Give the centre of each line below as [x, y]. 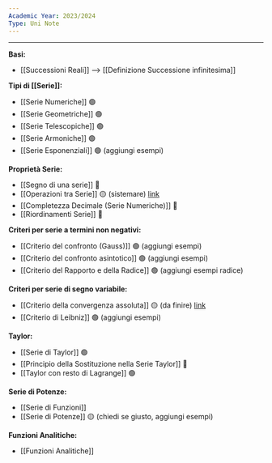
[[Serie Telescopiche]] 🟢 [62, 125]
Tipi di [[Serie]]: [36, 85]
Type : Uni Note [34, 23]
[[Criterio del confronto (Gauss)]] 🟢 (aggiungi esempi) [111, 246]
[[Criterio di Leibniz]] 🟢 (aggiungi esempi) [91, 317]
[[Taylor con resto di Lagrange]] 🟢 [78, 372]
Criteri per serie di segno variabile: [68, 289]
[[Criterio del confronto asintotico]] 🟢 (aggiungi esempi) [114, 258]
